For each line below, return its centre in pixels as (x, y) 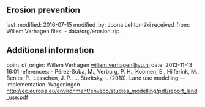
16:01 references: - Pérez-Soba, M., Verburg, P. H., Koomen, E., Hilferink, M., (103, 71)
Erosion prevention (43, 10)
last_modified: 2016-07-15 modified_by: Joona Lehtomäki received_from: (98, 24)
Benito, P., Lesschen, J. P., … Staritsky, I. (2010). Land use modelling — (96, 78)
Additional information (50, 50)
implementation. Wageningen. (44, 84)
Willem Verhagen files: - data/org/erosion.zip (63, 31)
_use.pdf (17, 97)
